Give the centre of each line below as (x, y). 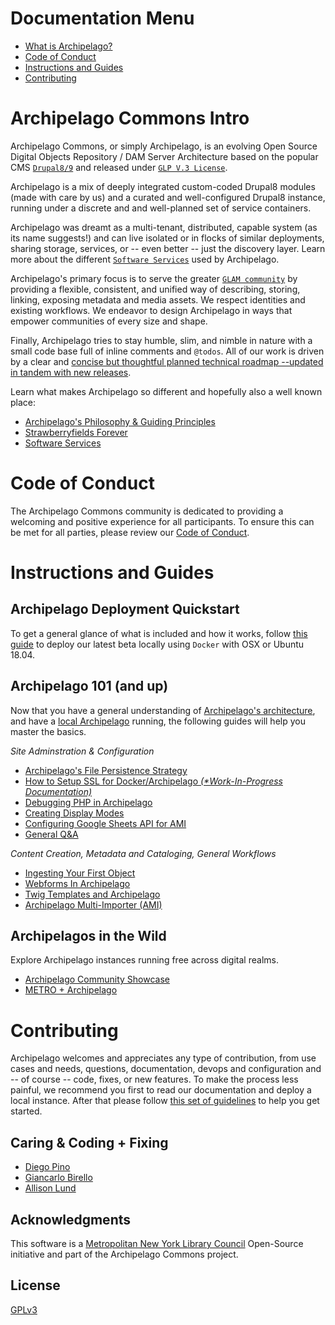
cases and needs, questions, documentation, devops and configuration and (166, 1069)
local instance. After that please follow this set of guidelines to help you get (165, 1101)
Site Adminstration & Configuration (82, 751)
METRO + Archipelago (71, 990)
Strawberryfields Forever (76, 432)
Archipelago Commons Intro (130, 118)
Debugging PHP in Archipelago (88, 802)
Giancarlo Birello (58, 1178)
